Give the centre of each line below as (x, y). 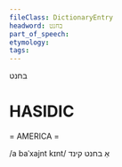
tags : (19, 51)
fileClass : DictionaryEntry (61, 17)
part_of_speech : (39, 34)
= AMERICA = (34, 136)
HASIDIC (42, 111)
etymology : (29, 42)
